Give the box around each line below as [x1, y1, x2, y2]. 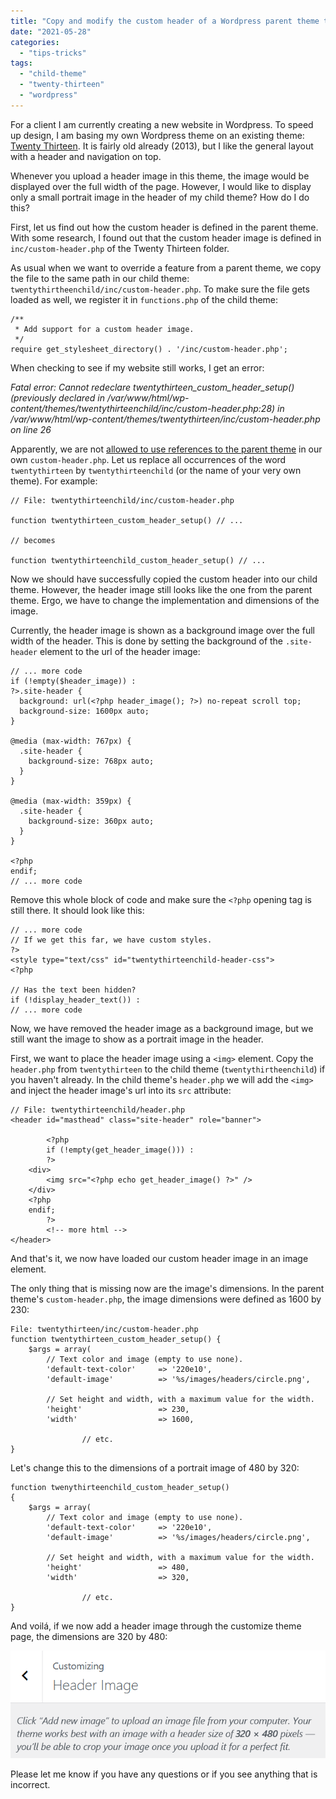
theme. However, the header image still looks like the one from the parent [10, 583, 313, 595]
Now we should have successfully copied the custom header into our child [10, 573, 318, 585]
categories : [10, 37, 60, 47]
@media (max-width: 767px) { [10, 736, 132, 746]
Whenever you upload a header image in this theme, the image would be [10, 170, 310, 182]
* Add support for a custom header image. [14, 324, 195, 334]
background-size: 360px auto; [28, 816, 155, 826]
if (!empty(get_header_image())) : [46, 1145, 195, 1155]
